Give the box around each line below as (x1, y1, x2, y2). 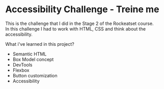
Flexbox (12, 67, 30, 73)
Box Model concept (12, 56, 54, 62)
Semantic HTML (12, 51, 47, 57)
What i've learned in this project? (5, 41, 75, 47)
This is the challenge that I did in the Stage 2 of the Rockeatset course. (5, 20, 154, 26)
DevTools (12, 62, 33, 68)
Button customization (12, 72, 58, 78)
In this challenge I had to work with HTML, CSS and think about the (5, 25, 146, 32)
